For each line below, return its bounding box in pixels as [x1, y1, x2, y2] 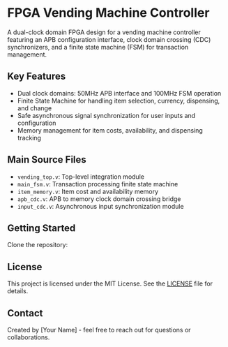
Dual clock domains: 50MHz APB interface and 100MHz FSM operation [17, 89, 222, 97]
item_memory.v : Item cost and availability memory [17, 187, 159, 195]
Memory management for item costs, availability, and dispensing [17, 126, 204, 134]
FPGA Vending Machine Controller [7, 5, 210, 21]
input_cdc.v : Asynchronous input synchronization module [17, 202, 184, 210]
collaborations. [7, 333, 50, 341]
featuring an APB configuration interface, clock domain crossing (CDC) [7, 35, 211, 43]
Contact [7, 307, 43, 319]
